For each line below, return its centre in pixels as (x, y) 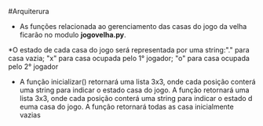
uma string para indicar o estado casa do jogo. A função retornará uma (134, 90)
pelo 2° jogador (33, 67)
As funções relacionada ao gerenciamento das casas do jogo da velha (133, 26)
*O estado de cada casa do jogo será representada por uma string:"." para (129, 50)
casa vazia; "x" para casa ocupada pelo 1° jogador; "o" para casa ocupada (129, 58)
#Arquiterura (29, 11)
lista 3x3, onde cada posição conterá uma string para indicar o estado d (136, 98)
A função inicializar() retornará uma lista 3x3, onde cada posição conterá (138, 82)
